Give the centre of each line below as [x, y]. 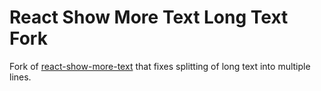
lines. [20, 77]
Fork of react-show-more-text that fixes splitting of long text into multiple [160, 66]
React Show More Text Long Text [149, 17]
